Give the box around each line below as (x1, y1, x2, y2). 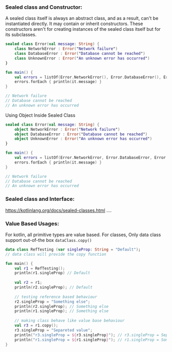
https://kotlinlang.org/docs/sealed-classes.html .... (5, 207, 112, 213)
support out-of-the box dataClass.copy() (5, 237, 92, 243)
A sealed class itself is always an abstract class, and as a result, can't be (5, 15, 159, 22)
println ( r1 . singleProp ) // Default (14, 271, 91, 276)
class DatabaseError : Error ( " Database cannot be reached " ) (14, 51, 145, 56)
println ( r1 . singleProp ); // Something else (14, 308, 109, 314)
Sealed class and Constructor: (5, 4, 83, 11)
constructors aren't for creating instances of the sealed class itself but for (5, 26, 161, 32)
